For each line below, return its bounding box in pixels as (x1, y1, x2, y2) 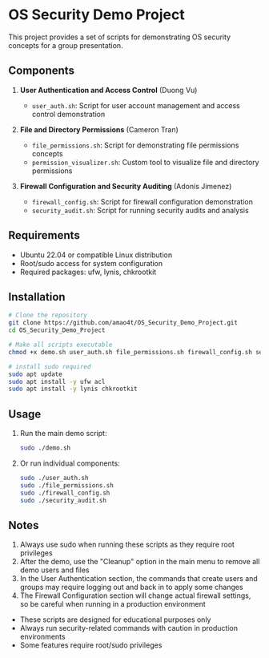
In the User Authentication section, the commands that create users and (19, 574, 258, 583)
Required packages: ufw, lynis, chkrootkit (19, 267, 157, 277)
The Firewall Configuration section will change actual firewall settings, (19, 591, 251, 600)
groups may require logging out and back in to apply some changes (19, 583, 243, 592)
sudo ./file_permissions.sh (19, 481, 114, 490)
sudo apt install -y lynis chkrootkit (8, 385, 138, 394)
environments (19, 632, 66, 642)
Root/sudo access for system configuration (19, 258, 163, 268)
